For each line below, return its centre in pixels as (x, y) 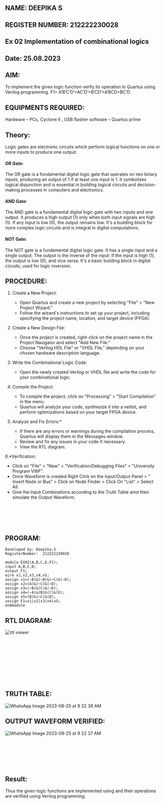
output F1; (16, 571)
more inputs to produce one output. (41, 152)
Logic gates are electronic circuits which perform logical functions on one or (83, 147)
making (13, 190)
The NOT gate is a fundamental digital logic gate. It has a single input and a (81, 250)
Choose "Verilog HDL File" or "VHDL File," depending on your (82, 348)
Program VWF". (28, 471)
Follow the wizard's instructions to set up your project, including (85, 313)
